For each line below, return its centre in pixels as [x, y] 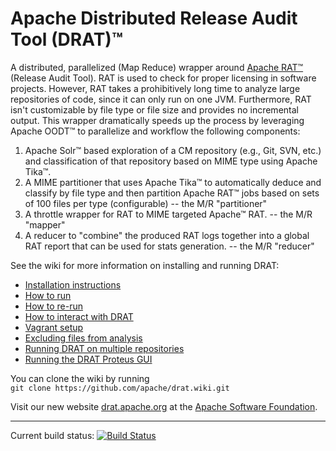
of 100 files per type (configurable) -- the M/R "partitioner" [146, 203]
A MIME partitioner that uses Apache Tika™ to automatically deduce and [173, 182]
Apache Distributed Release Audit [154, 18]
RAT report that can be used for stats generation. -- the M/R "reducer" [169, 246]
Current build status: [52, 435]
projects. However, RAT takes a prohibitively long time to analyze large [155, 88]
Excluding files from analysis [83, 338]
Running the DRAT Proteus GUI [88, 359]
